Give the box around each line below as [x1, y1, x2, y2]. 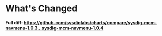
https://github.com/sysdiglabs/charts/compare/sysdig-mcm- [23, 19, 157, 25]
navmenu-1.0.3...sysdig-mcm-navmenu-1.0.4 [5, 25, 104, 31]
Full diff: [5, 19, 23, 25]
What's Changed [5, 3, 78, 14]
